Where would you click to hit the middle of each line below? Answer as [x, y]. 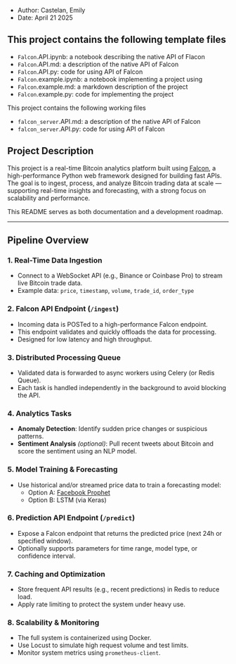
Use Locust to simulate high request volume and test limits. [103, 645]
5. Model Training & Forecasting [63, 470]
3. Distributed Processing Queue [64, 357]
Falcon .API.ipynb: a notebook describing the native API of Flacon [111, 56]
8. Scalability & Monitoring [53, 622]
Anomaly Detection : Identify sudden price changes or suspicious [112, 429]
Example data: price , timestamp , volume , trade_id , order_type [106, 291]
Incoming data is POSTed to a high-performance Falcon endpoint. [113, 324]
